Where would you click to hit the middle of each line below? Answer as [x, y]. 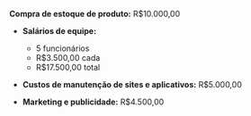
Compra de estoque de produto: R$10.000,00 [95, 14]
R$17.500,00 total [68, 67]
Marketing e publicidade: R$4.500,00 [93, 102]
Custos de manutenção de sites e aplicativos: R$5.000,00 [132, 84]
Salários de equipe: [59, 31]
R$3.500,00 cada [68, 58]
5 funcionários [63, 48]
